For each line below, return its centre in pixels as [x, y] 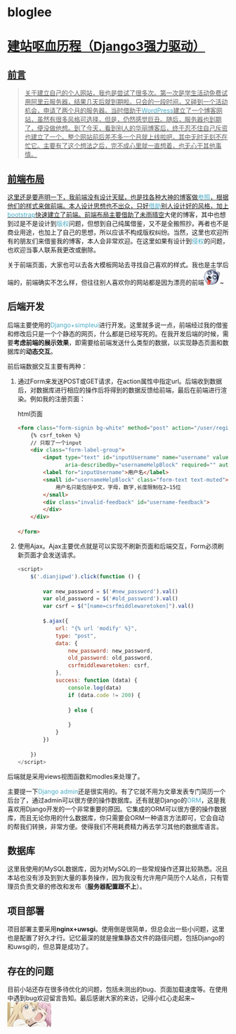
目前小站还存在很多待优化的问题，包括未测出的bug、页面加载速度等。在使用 [118, 989]
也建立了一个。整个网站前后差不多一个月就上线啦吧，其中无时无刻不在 [126, 137]
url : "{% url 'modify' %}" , [96, 628]
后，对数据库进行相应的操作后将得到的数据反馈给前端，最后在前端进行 [119, 390]
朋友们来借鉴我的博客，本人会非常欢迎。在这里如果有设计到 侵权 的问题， [124, 241]
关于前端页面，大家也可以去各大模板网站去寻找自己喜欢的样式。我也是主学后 [118, 265]
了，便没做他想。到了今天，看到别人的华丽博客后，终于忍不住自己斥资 [126, 128]
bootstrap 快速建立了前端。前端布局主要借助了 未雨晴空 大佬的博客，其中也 [113, 215]
